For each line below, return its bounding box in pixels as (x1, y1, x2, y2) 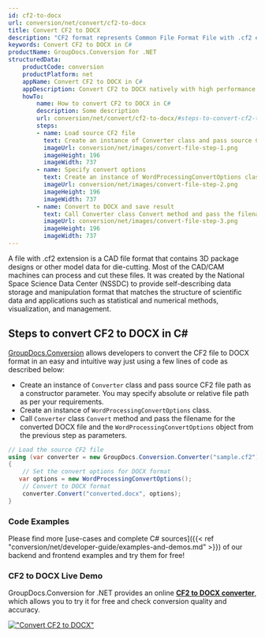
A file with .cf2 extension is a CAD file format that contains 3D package (8, 254, 239, 263)
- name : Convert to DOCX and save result (36, 202, 175, 210)
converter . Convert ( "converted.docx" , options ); (22, 489, 181, 498)
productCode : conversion (22, 63, 104, 71)
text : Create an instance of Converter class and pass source (43, 136, 252, 145)
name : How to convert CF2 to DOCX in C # (36, 100, 171, 107)
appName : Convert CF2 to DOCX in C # (22, 77, 144, 85)
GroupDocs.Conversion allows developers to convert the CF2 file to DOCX (8, 348, 250, 357)
